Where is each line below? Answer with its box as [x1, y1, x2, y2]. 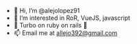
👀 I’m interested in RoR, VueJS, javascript [13, 14, 131, 22]
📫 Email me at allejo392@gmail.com [13, 29, 118, 37]
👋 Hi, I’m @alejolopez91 [13, 7, 80, 14]
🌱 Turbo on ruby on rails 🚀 [13, 21, 88, 29]
